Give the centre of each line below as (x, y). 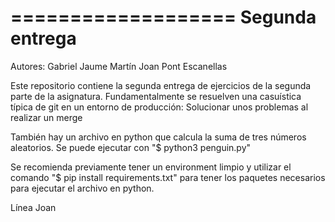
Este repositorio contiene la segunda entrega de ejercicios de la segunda (161, 85)
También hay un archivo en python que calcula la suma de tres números (158, 137)
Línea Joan (33, 207)
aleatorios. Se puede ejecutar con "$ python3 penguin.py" (131, 147)
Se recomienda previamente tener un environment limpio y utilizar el (151, 167)
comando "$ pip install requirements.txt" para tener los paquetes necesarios (168, 177)
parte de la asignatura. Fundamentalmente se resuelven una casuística (156, 96)
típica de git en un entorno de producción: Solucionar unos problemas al (159, 107)
